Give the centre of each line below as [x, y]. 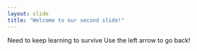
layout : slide [28, 14]
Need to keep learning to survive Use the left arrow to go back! [99, 40]
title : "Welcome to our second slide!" [66, 20]
